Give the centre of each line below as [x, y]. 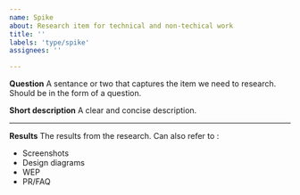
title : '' [28, 34]
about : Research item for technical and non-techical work [121, 26]
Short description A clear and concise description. [103, 110]
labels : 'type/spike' [50, 42]
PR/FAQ [36, 182]
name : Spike [31, 17]
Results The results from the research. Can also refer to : [114, 136]
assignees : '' [36, 51]
